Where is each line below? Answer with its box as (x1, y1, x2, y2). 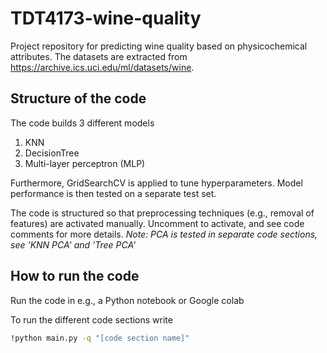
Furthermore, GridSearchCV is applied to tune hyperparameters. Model (10, 177, 303, 189)
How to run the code (10, 268, 140, 285)
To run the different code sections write (10, 313, 173, 326)
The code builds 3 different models (10, 117, 155, 129)
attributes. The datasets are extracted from (10, 50, 188, 62)
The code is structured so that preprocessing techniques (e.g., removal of (10, 207, 315, 219)
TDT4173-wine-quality (10, 7, 202, 30)
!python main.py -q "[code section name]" (10, 333, 190, 343)
